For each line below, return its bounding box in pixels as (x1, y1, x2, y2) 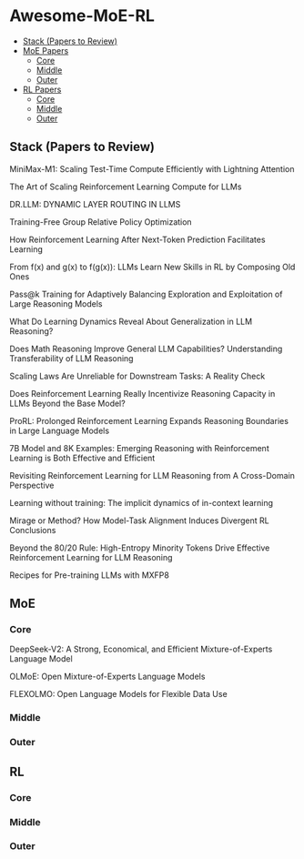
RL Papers (22, 84, 62, 95)
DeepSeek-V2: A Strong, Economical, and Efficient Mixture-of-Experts (9, 643, 273, 655)
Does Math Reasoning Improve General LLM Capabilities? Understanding (9, 343, 283, 354)
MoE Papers (22, 45, 69, 56)
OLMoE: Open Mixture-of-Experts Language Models (9, 671, 206, 682)
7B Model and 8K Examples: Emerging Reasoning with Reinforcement (9, 442, 270, 453)
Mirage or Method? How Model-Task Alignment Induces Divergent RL (9, 515, 270, 526)
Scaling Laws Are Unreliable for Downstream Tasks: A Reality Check (9, 370, 266, 381)
